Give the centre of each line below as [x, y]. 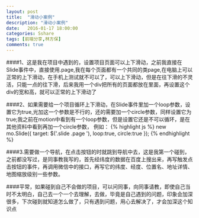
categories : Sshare [30, 34]
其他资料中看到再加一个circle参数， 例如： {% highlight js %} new [86, 126]
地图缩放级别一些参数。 [35, 174]
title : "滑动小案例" [31, 17]
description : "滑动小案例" [37, 23]
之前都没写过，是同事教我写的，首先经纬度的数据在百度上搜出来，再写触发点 [99, 159]
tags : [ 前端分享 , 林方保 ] [33, 39]
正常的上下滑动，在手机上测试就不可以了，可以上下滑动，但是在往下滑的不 [97, 77]
